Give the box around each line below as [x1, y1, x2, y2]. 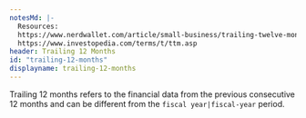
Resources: [17, 22, 59, 31]
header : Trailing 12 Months [9, 47, 117, 56]
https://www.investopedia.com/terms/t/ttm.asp [17, 38, 198, 48]
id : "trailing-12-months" [9, 55, 107, 64]
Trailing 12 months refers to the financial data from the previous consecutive [9, 88, 296, 100]
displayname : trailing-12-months [9, 64, 137, 74]
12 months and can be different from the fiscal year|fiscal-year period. [9, 98, 285, 109]
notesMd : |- [9, 13, 55, 23]
